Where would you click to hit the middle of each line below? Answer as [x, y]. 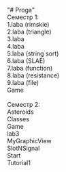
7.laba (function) [30, 68]
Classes [18, 119]
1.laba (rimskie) [28, 24]
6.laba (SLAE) [26, 61]
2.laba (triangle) [30, 32]
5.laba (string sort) [33, 53]
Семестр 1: [23, 17]
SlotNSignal [23, 148]
